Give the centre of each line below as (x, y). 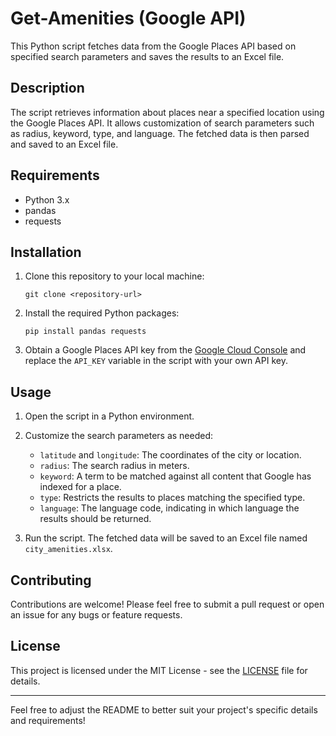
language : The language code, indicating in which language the (169, 508)
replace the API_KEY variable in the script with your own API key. (156, 361)
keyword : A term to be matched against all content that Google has (175, 476)
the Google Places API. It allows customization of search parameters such (162, 123)
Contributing (51, 580)
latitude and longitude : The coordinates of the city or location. (170, 455)
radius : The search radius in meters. (114, 466)
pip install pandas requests (85, 332)
